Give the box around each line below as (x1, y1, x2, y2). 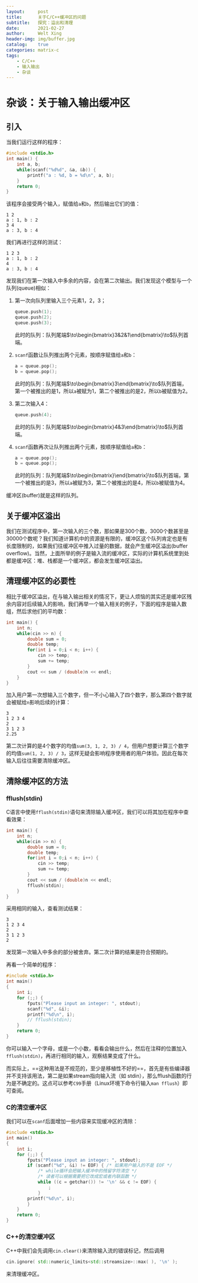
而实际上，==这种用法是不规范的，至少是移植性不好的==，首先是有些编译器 (6, 1065, 190, 1072)
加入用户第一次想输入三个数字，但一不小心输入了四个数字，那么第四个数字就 (6, 691, 192, 698)
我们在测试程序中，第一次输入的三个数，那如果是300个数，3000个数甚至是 (6, 527, 189, 535)
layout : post (6, 8, 49, 15)
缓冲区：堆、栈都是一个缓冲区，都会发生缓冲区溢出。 (16, 557, 146, 565)
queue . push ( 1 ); (14, 309, 52, 315)
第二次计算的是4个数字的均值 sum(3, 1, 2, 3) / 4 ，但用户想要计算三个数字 (6, 743, 189, 750)
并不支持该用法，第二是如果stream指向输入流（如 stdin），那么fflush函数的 (6, 1072, 187, 1079)
